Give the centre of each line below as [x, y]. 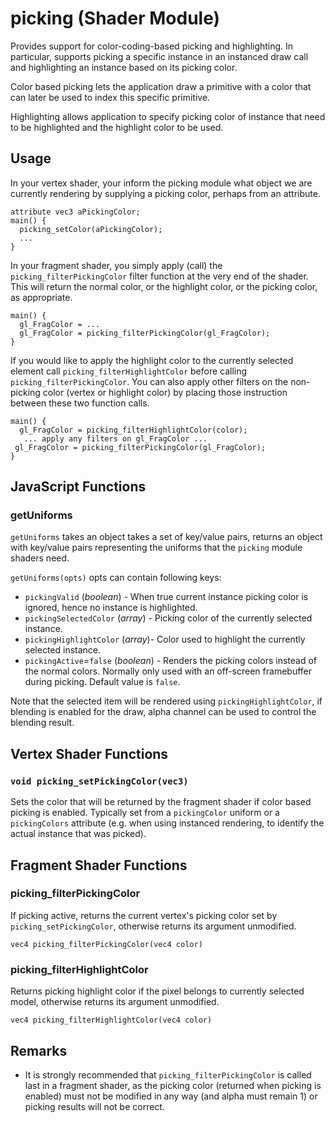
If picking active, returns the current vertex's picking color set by [144, 915]
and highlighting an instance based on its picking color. [124, 67]
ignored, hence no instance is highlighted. [111, 608]
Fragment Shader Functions [99, 865]
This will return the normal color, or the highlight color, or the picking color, [164, 286]
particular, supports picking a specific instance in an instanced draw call [159, 56]
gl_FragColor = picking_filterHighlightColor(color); [133, 430]
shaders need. [40, 558]
